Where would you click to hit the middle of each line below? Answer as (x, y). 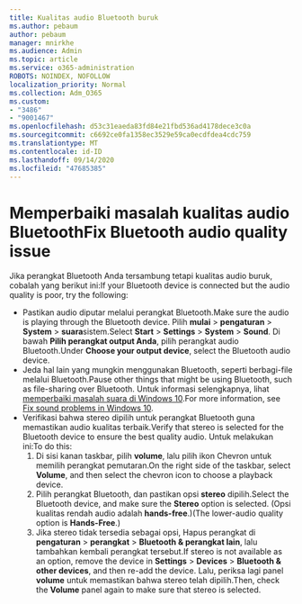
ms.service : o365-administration (72, 68)
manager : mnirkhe (42, 43)
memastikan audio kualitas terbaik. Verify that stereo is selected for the (153, 428)
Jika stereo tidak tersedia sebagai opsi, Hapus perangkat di (146, 533)
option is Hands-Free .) (78, 523)
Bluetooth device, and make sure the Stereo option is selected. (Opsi (163, 504)
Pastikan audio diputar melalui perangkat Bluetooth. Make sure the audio (155, 312)
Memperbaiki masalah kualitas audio (150, 213)
